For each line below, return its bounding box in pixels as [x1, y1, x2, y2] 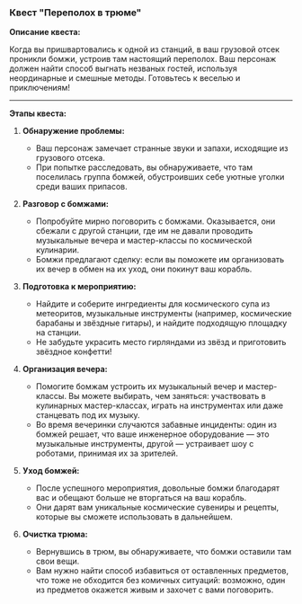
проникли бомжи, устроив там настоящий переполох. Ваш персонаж [9, 54, 277, 65]
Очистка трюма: [22, 528, 88, 540]
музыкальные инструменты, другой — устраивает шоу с [35, 439, 254, 449]
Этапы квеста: [9, 108, 67, 119]
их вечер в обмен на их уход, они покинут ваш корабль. [35, 263, 253, 275]
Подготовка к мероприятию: [22, 281, 137, 292]
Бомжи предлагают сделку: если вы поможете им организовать [35, 254, 285, 265]
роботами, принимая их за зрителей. [35, 448, 178, 459]
